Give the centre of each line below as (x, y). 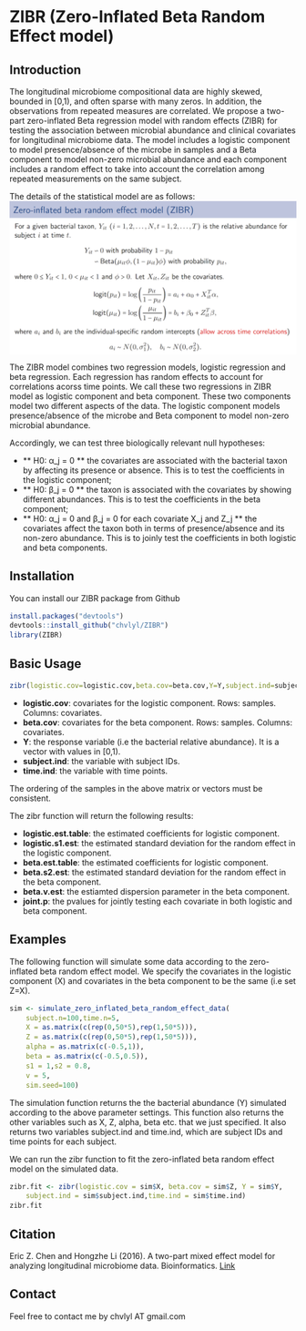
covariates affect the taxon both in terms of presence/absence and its (153, 528)
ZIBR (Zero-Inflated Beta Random (138, 17)
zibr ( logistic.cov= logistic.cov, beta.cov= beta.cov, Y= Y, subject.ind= (142, 685)
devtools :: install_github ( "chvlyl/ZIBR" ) (89, 626)
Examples (38, 940)
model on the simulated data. (64, 1169)
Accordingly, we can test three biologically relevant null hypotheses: (138, 443)
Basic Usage (46, 664)
